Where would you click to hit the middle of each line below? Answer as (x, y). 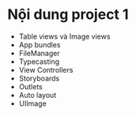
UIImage (32, 103)
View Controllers (46, 69)
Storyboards (39, 78)
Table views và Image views (64, 36)
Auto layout (38, 95)
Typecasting (39, 62)
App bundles (40, 44)
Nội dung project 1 (68, 15)
